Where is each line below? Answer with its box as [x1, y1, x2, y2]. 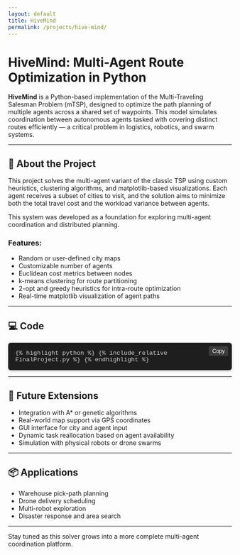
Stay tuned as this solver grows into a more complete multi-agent [8, 532, 200, 540]
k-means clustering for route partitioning [18, 277, 138, 285]
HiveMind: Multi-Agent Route [8, 54, 184, 70]
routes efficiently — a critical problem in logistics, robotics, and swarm [8, 123, 214, 131]
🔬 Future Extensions [8, 390, 99, 402]
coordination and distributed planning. [8, 221, 120, 229]
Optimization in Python [8, 69, 147, 85]
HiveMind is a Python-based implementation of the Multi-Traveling [8, 93, 204, 101]
